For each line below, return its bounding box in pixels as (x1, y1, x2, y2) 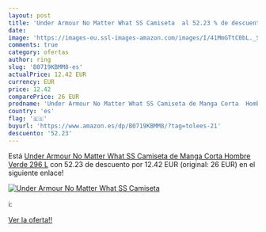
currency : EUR (8, 78, 55, 86)
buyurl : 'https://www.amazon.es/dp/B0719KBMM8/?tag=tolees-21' (8, 122, 222, 130)
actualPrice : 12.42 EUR (8, 70, 87, 78)
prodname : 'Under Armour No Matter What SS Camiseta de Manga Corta (8, 100, 239, 108)
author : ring (8, 56, 51, 64)
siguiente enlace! (8, 168, 64, 177)
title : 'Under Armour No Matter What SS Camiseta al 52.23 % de (8, 19, 228, 27)
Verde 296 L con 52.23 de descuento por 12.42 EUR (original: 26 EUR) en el (8, 159, 256, 169)
